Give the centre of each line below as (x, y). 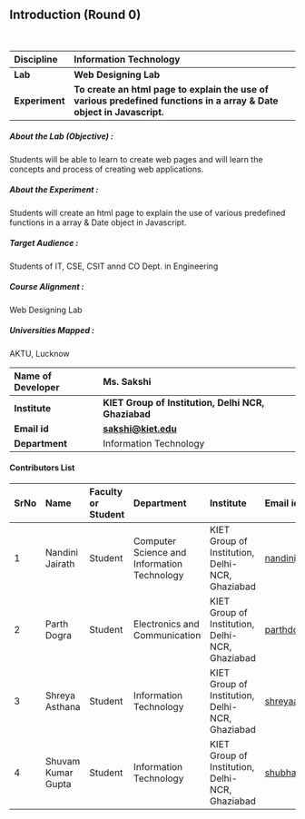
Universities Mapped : (52, 331)
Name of (33, 376)
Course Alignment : (47, 287)
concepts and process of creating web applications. (107, 169)
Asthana (63, 706)
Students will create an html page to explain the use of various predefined (148, 212)
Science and (160, 552)
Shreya (60, 696)
